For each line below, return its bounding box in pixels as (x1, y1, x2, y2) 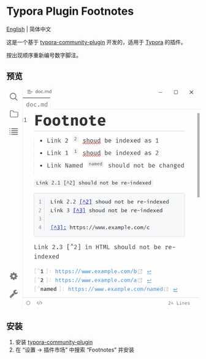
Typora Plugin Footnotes (6, 4, 134, 18)
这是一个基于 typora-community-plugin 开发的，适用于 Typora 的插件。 (6, 38, 187, 45)
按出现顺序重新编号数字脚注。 (6, 51, 82, 59)
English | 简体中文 (6, 25, 51, 33)
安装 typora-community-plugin (15, 339, 93, 346)
